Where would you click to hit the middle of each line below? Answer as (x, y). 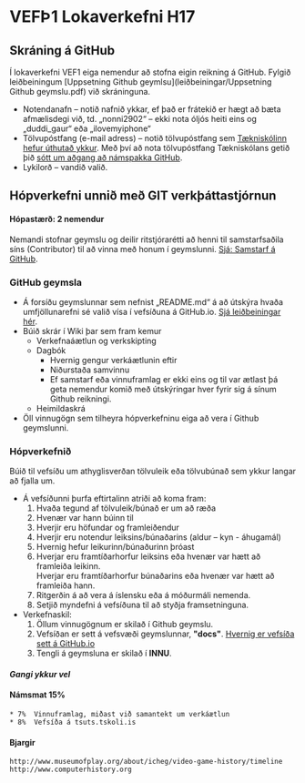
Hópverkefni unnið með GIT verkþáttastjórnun (143, 196)
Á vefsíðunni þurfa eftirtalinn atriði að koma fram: (114, 499)
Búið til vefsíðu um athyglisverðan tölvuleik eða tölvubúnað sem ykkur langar (153, 472)
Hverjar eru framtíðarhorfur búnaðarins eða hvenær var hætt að (155, 576)
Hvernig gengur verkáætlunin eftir (113, 360)
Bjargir (22, 742)
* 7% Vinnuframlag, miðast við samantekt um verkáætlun (120, 714)
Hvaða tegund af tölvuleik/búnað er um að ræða (126, 508)
